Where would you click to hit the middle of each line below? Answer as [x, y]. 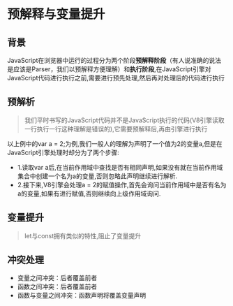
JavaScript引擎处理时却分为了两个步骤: [63, 152]
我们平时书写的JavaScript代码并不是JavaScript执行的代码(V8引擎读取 [124, 120]
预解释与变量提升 [57, 14]
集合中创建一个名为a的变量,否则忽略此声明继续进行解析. [97, 176]
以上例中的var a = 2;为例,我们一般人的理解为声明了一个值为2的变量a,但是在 [115, 143]
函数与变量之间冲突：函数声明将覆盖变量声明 [82, 296]
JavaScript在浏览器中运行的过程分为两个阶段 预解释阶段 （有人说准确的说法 [114, 60]
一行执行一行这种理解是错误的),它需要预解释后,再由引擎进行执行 [116, 129]
